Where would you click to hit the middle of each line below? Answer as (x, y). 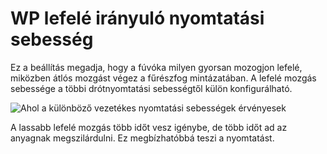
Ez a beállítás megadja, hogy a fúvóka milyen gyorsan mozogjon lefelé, (156, 67)
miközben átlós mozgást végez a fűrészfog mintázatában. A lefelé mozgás (163, 78)
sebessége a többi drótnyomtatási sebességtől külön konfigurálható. (151, 88)
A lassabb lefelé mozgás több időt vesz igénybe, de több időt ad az (149, 127)
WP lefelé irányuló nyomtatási (137, 18)
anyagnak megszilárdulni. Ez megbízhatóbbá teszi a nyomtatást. (142, 138)
